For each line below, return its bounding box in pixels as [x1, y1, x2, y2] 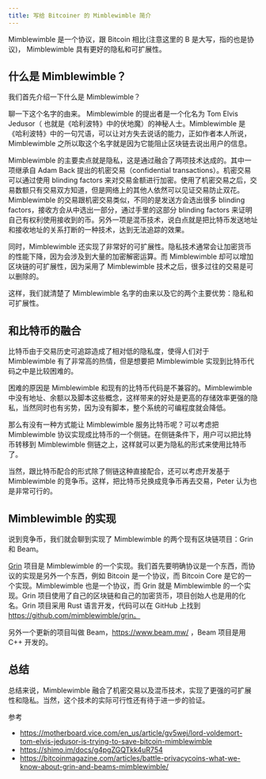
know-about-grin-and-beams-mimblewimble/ [19, 762, 169, 771]
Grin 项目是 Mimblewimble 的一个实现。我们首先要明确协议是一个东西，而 [8, 561, 249, 571]
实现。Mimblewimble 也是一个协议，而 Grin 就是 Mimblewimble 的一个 [14, 581, 245, 591]
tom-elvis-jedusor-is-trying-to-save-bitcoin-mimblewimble [19, 736, 212, 746]
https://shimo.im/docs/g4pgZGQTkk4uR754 [19, 745, 164, 754]
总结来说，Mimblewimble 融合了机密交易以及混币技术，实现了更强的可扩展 [8, 685, 252, 695]
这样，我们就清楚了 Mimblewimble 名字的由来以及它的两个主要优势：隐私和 [8, 289, 254, 298]
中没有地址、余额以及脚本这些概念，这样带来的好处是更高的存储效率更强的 [8, 393, 251, 403]
